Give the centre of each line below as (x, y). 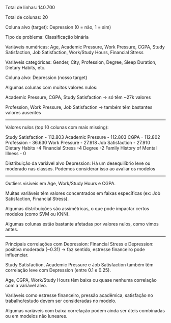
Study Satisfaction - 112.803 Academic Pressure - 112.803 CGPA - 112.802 (83, 137)
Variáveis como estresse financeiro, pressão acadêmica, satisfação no (79, 295)
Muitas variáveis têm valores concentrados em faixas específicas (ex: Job (83, 193)
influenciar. (17, 255)
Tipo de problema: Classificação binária (47, 37)
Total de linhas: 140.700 (30, 7)
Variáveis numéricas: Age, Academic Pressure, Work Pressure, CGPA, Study (85, 47)
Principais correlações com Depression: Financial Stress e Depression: (79, 244)
